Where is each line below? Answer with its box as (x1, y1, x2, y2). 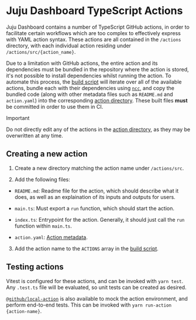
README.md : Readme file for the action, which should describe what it (14, 187, 179, 194)
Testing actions (6, 262, 64, 272)
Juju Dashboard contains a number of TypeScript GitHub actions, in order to (6, 23, 190, 30)
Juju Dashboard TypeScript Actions (6, 4, 183, 18)
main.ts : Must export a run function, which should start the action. (14, 205, 174, 212)
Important (6, 114, 30, 121)
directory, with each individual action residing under (6, 42, 132, 49)
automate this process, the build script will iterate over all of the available (6, 78, 182, 85)
